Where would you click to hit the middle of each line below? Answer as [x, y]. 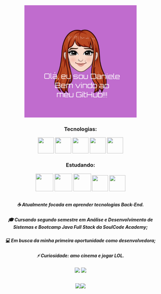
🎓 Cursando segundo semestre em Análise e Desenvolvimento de [80, 220]
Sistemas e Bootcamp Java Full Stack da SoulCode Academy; [80, 227]
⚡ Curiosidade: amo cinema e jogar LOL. [80, 256]
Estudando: [80, 165]
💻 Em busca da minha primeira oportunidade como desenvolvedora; [80, 240]
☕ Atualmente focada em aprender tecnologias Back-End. [80, 204]
